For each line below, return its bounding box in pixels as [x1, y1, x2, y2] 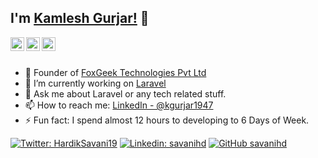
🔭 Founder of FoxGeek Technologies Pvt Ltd [24, 66, 207, 78]
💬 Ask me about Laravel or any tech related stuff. [24, 87, 227, 100]
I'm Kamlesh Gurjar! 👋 [10, 10, 150, 27]
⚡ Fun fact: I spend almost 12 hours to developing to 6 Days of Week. [24, 114, 310, 126]
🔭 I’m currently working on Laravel [24, 77, 167, 89]
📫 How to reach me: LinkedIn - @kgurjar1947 [24, 99, 214, 111]
